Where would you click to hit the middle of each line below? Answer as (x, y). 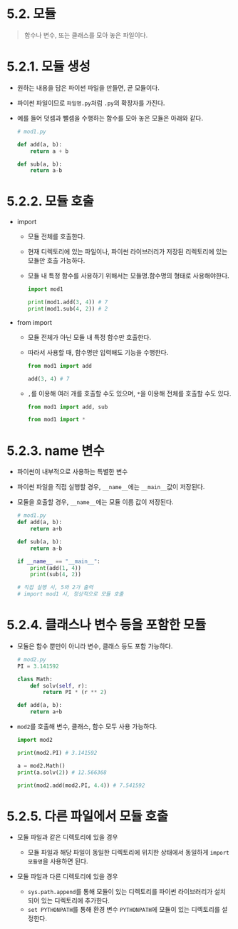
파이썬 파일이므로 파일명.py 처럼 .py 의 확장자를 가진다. (91, 103)
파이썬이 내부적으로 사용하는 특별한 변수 (72, 472)
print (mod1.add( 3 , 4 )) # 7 (68, 302)
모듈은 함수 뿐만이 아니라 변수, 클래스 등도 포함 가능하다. (95, 646)
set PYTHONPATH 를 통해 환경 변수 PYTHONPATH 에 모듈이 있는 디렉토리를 (124, 910)
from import (35, 322)
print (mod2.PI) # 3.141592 (57, 753)
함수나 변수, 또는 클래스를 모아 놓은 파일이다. (86, 35)
